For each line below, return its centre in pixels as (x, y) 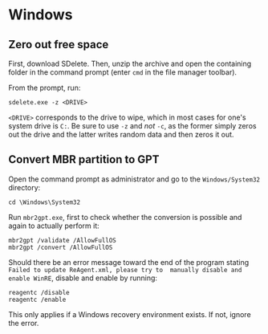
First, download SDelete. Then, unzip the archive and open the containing (130, 63)
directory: (24, 187)
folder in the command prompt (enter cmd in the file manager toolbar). (123, 72)
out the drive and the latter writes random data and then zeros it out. (121, 134)
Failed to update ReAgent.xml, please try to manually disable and (125, 270)
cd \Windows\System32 (45, 202)
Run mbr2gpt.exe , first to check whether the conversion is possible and (125, 217)
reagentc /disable (39, 292)
